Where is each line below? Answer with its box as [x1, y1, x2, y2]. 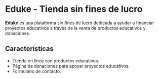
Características [5, 44, 54, 53]
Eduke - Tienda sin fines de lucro [5, 3, 143, 15]
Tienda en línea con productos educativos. [12, 58, 100, 64]
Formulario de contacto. [12, 68, 62, 74]
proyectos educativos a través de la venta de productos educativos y [5, 25, 146, 31]
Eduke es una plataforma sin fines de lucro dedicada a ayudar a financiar [5, 20, 154, 26]
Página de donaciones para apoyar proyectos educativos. [12, 63, 130, 69]
